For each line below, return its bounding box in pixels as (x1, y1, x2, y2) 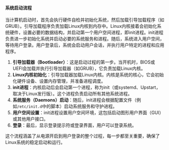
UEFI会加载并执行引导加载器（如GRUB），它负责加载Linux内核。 (12, 66, 146, 72)
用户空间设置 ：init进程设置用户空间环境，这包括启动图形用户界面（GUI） (12, 110, 164, 116)
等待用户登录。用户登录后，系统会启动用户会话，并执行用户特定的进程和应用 (5, 42, 164, 48)
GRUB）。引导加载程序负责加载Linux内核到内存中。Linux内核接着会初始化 (5, 23, 157, 29)
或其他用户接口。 (12, 116, 48, 122)
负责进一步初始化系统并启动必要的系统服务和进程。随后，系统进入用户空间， (5, 36, 164, 42)
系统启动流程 (5, 5, 32, 11)
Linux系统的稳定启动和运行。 (5, 139, 66, 145)
